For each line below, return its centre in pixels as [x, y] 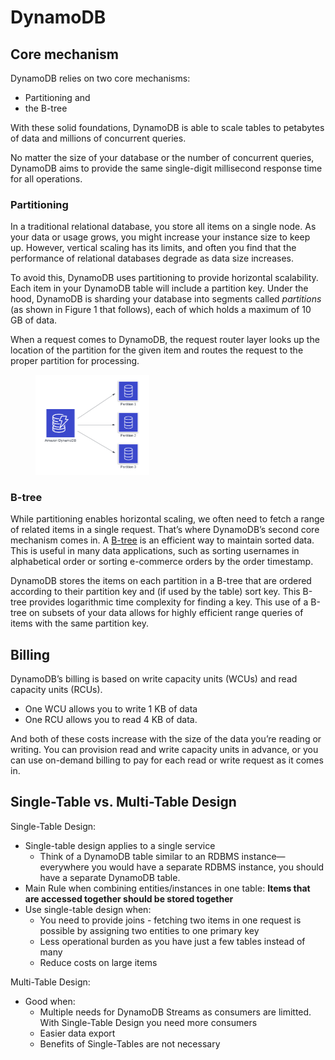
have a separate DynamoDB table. [110, 877]
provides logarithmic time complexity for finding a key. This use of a [168, 602]
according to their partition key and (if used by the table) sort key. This [155, 592]
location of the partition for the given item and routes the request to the [157, 350]
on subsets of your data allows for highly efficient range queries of [166, 613]
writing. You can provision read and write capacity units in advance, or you [164, 749]
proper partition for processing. [75, 361]
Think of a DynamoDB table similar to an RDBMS [139, 856]
